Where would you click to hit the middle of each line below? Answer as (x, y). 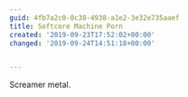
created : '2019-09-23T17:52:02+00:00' (82, 34)
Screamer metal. (40, 85)
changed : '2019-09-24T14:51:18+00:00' (82, 43)
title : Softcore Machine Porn (66, 26)
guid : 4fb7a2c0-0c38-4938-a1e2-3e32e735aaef (94, 18)
